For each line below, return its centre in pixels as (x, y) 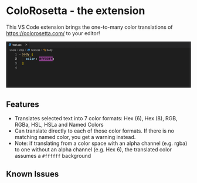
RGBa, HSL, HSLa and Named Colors (59, 125)
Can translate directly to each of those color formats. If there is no (94, 131)
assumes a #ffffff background (53, 156)
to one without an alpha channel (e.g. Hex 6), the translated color (93, 150)
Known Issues (33, 174)
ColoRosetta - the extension (76, 11)
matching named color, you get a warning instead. (75, 137)
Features (23, 104)
